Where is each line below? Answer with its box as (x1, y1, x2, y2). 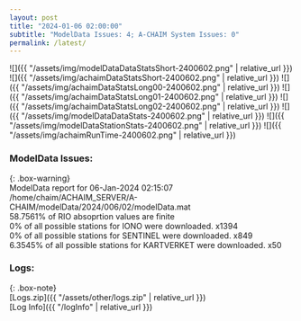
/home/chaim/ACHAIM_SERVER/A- (9, 192, 138, 202)
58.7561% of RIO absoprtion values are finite (9, 210, 176, 221)
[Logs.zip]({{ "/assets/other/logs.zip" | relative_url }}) (9, 291, 206, 302)
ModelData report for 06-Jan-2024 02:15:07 (9, 182, 174, 193)
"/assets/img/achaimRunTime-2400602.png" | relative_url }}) (9, 129, 236, 140)
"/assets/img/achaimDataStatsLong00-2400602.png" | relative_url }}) (21, 82, 281, 93)
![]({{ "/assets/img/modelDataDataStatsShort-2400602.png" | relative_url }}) (9, 63, 293, 74)
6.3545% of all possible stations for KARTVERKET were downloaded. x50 (9, 239, 282, 250)
